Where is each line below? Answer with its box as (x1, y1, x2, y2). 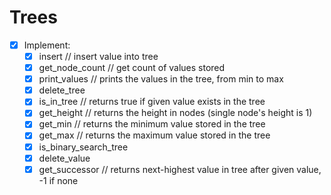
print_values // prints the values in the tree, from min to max (38, 73, 284, 85)
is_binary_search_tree (38, 141, 129, 153)
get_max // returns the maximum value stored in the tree (38, 129, 271, 141)
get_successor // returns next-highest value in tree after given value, (38, 163, 322, 175)
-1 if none (38, 174, 79, 186)
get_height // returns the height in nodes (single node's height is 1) (38, 107, 313, 119)
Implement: (23, 39, 71, 51)
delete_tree (38, 84, 86, 96)
